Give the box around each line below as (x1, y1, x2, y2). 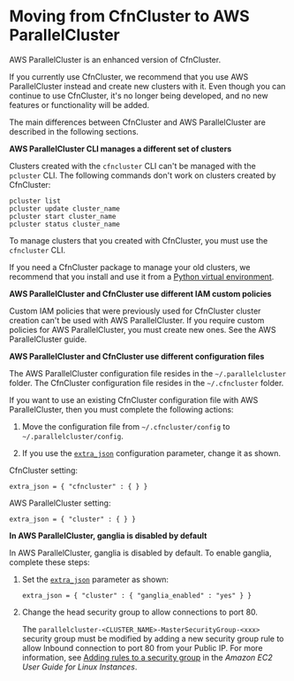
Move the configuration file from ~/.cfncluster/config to (21, 421, 230, 431)
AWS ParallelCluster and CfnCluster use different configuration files (9, 351, 265, 361)
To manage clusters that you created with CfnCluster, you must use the (9, 235, 268, 245)
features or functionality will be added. (9, 99, 150, 110)
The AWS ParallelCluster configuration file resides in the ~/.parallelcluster (9, 368, 287, 378)
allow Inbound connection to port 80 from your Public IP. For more (21, 642, 263, 653)
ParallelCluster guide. (9, 334, 87, 344)
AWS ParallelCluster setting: (9, 498, 111, 508)
